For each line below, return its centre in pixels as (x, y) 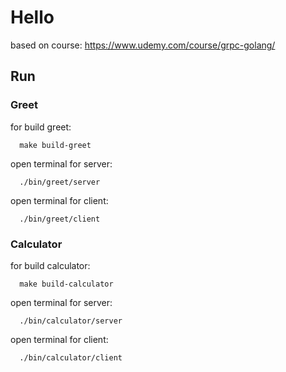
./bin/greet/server (60, 182)
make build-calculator (66, 284)
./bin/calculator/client (71, 357)
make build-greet (55, 145)
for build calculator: (50, 265)
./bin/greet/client (60, 219)
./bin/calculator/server (71, 321)
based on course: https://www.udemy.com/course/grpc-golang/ (143, 45)
